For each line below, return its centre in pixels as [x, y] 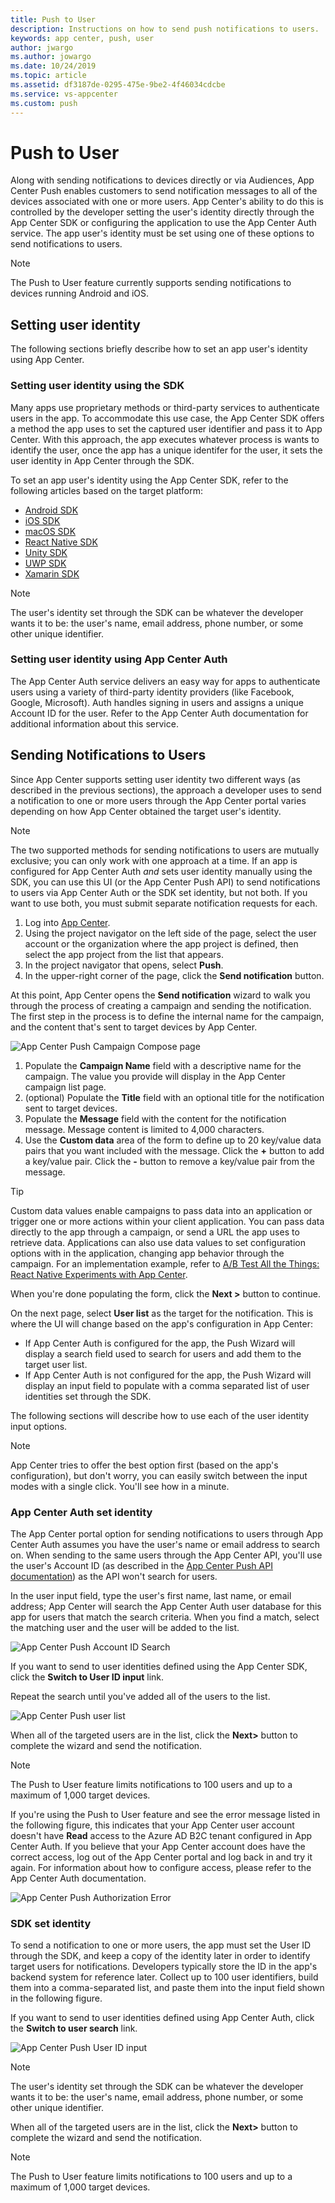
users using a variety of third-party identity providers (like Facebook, [152, 692]
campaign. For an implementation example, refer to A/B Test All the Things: [165, 1263]
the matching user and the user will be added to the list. [125, 1627]
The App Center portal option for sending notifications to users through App [166, 1533]
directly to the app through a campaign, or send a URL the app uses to [155, 1232]
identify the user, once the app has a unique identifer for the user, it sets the [166, 450]
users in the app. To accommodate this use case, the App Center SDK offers [167, 418]
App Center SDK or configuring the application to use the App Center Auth [163, 223]
